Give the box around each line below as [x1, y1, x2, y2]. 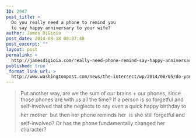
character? [20, 126, 47, 133]
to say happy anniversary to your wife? [11, 25, 111, 31]
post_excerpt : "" [6, 42, 48, 47]
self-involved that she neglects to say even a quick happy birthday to [20, 103, 187, 110]
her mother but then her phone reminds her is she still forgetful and [20, 112, 185, 119]
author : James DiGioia [6, 30, 61, 36]
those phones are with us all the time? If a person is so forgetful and [20, 96, 184, 103]
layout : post [6, 47, 38, 53]
